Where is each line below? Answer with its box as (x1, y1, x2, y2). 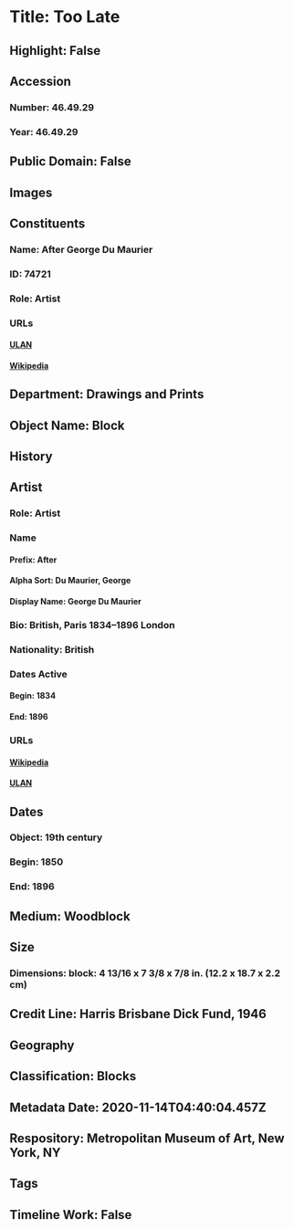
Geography (9, 1037, 75, 1053)
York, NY (9, 1144, 61, 1161)
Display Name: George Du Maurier (9, 596, 142, 607)
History (9, 449, 53, 465)
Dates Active (9, 667, 68, 680)
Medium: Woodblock (9, 909, 131, 924)
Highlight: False (9, 43, 101, 58)
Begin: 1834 (9, 690, 57, 701)
